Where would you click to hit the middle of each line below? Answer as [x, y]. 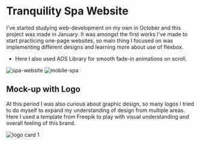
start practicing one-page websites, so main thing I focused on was [89, 40]
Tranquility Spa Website [68, 11]
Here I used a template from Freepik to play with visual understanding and [98, 116]
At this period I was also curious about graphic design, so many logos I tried [100, 104]
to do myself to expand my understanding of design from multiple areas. [95, 110]
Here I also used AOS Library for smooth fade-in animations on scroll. [101, 58]
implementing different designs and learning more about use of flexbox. [95, 47]
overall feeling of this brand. [41, 123]
